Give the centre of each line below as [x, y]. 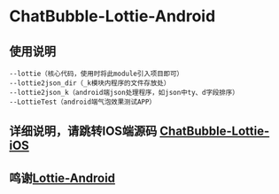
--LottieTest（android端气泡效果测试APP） [83, 102]
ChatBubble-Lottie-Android [112, 16]
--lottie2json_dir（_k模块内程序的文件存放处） [90, 83]
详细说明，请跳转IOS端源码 [83, 132]
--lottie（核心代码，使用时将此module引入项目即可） [97, 74]
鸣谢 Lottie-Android [62, 178]
